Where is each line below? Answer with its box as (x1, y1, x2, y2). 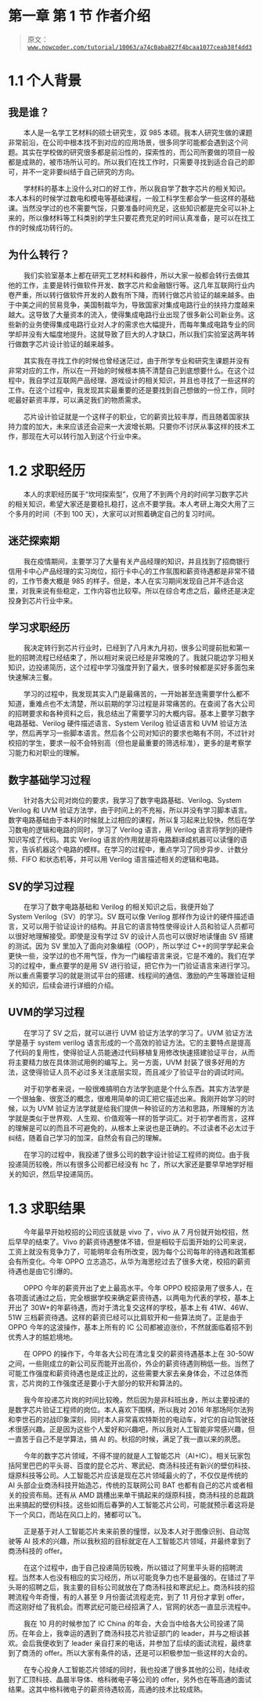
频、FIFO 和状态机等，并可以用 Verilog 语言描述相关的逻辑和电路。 (8, 855, 224, 864)
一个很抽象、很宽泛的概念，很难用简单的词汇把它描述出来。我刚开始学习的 (8, 1093, 248, 1103)
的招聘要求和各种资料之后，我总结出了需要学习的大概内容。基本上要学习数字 (8, 709, 255, 718)
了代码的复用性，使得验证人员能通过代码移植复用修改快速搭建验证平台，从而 (8, 1047, 255, 1057)
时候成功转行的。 (21, 223, 77, 232)
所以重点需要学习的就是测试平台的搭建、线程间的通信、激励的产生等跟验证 (8, 970, 248, 980)
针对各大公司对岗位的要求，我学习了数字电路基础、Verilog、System (23, 796, 242, 805)
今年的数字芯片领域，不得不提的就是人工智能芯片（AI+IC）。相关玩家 (23, 1451, 244, 1460)
